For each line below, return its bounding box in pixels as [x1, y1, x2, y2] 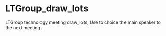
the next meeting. [5, 24, 42, 30]
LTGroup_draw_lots [5, 3, 89, 14]
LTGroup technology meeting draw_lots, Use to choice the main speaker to [5, 19, 161, 25]
